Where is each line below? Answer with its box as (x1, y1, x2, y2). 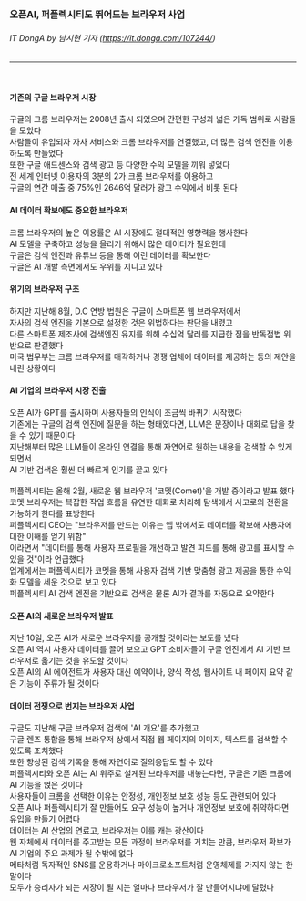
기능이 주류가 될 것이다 (18, 678, 100, 689)
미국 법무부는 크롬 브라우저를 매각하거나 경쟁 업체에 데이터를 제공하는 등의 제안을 (9, 351, 297, 362)
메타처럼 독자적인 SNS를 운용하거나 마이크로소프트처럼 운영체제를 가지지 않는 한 (9, 859, 293, 870)
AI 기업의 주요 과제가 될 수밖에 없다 (9, 848, 134, 859)
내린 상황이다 (9, 362, 56, 373)
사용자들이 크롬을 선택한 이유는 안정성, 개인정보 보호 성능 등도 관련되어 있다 (9, 791, 277, 802)
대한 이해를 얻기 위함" (9, 531, 87, 542)
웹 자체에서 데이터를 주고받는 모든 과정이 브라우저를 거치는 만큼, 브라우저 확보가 (9, 836, 291, 847)
